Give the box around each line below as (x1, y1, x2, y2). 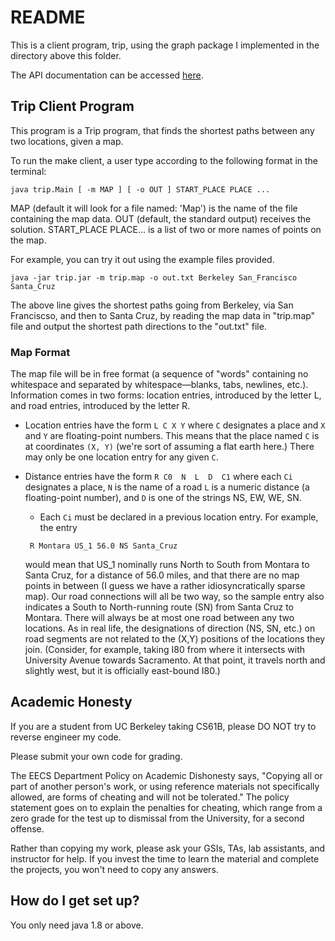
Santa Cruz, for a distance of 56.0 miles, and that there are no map (24, 569, 300, 581)
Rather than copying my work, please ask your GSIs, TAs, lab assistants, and (10, 842, 326, 854)
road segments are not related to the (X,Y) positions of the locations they (24, 633, 326, 645)
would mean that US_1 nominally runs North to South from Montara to (24, 559, 310, 571)
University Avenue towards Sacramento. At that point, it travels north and (24, 654, 326, 666)
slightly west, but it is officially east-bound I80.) (24, 665, 221, 677)
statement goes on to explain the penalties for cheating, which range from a (10, 801, 323, 813)
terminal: (10, 165, 47, 177)
